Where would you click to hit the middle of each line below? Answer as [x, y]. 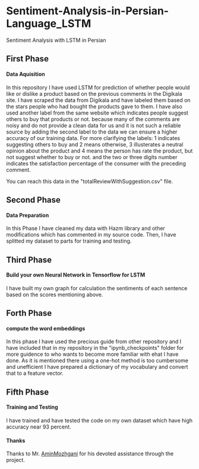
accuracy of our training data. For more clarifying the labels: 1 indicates [93, 138]
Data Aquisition [26, 74]
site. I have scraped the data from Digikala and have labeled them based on [99, 100]
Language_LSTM [49, 24]
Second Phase [33, 200]
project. [16, 460]
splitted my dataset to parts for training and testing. [69, 241]
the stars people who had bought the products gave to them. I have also [94, 106]
